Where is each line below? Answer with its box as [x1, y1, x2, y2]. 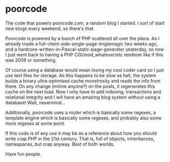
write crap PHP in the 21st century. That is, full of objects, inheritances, [5, 135, 155, 142]
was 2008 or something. [5, 57, 57, 63]
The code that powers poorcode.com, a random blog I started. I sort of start [5, 20, 165, 26]
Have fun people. [5, 151, 42, 157]
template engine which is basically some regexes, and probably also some [5, 114, 162, 121]
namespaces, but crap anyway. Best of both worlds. [5, 141, 115, 147]
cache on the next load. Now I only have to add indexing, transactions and [5, 88, 161, 95]
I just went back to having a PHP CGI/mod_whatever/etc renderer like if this [5, 52, 163, 58]
